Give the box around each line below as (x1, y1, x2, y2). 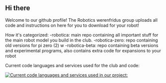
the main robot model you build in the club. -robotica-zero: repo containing (5, 37, 158, 43)
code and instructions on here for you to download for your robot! (5, 22, 139, 28)
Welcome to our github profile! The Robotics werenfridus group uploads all (5, 17, 158, 23)
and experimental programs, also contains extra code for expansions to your (5, 47, 161, 53)
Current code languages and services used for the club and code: (5, 62, 140, 68)
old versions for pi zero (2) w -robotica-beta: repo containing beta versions (5, 42, 159, 48)
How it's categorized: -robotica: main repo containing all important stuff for (5, 32, 159, 38)
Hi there (5, 4, 31, 12)
